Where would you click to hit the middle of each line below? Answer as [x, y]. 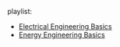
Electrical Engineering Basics [65, 26]
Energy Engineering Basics [62, 35]
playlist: [20, 11]
